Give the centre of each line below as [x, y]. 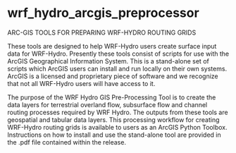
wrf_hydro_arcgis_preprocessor [103, 13]
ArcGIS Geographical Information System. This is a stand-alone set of [108, 61]
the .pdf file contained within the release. [67, 142]
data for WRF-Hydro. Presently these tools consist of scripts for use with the [118, 54]
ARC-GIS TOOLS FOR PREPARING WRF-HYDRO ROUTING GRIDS [102, 32]
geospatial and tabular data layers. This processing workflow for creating [113, 120]
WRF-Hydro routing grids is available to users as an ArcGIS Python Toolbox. [117, 127]
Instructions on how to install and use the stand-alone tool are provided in [114, 135]
